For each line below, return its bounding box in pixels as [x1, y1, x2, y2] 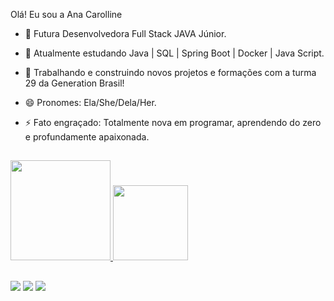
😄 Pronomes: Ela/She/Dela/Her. [24, 97, 157, 108]
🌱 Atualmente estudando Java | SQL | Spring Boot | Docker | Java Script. [24, 47, 325, 59]
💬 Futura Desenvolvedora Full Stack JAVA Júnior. [24, 28, 227, 39]
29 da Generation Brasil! [24, 77, 125, 89]
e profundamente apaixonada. [24, 131, 150, 143]
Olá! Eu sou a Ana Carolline [10, 9, 123, 20]
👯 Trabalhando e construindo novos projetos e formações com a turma [24, 67, 317, 78]
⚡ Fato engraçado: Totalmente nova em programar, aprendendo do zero [24, 117, 322, 128]
